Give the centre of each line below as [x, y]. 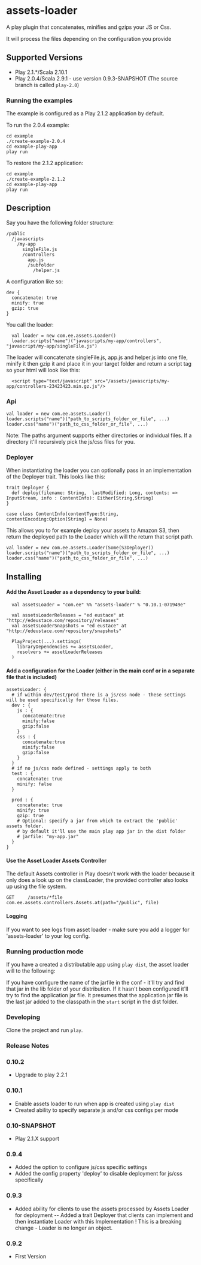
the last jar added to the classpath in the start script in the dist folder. [92, 1001]
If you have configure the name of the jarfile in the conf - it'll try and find [95, 982]
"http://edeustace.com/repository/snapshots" [64, 631]
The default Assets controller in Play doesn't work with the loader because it [100, 874]
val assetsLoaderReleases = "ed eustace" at [68, 615]
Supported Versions [44, 58]
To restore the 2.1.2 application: [45, 163]
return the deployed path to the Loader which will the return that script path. [100, 537]
